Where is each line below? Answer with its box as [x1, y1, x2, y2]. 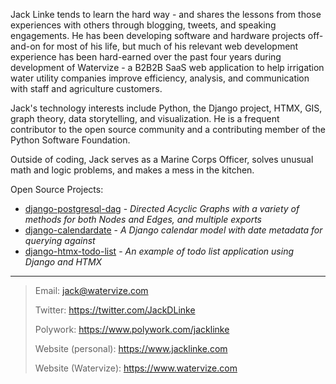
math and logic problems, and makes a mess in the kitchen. [10, 164, 255, 176]
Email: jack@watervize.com [34, 285, 149, 296]
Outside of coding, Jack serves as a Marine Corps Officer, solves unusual [10, 154, 314, 165]
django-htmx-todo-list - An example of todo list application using [24, 245, 295, 257]
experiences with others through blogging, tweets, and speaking [10, 19, 277, 31]
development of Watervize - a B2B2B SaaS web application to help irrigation [10, 62, 325, 73]
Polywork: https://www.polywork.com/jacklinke [34, 324, 230, 335]
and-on [10, 40, 41, 52]
